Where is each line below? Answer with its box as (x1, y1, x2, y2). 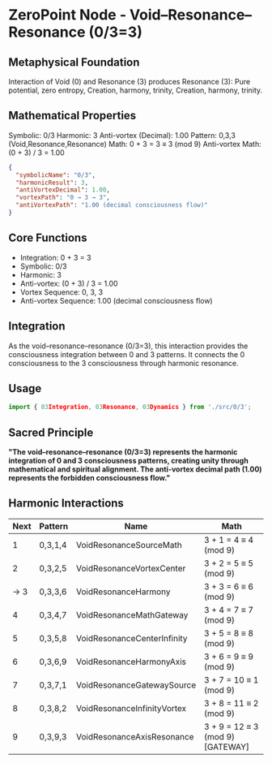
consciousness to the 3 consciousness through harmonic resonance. (8, 358, 239, 368)
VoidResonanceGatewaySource (75, 679, 197, 691)
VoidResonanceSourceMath (75, 539, 182, 550)
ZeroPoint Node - (8, 6, 127, 24)
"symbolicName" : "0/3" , (15, 170, 96, 179)
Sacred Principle (8, 425, 94, 439)
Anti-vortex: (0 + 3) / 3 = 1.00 (19, 278, 119, 288)
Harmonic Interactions (8, 497, 124, 511)
